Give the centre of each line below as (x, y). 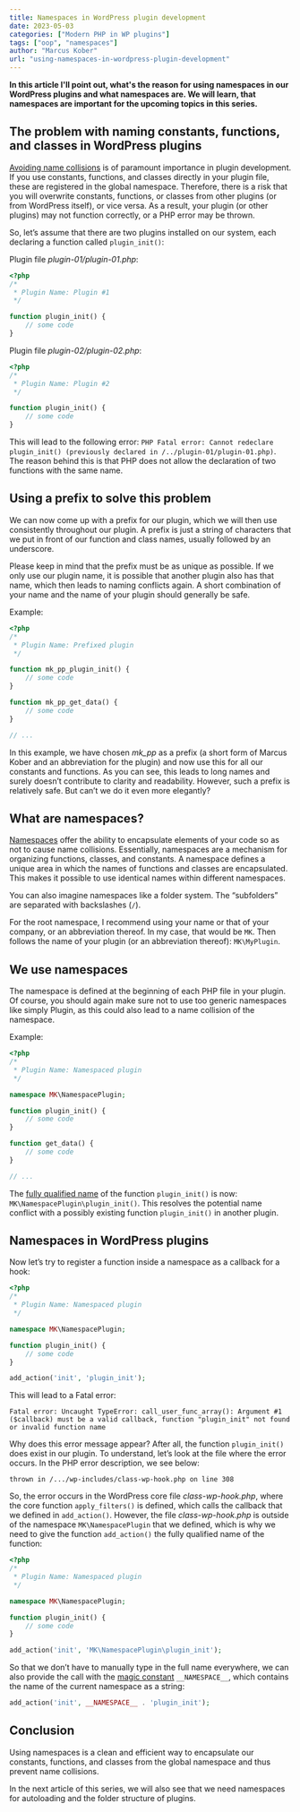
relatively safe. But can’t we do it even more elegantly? (110, 790)
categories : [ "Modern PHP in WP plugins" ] (90, 34)
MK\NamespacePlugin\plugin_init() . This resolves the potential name (136, 1203)
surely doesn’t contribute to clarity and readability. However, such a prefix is (150, 781)
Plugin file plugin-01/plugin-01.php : (74, 259)
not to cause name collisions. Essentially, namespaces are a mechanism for (149, 850)
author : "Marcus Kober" (54, 51)
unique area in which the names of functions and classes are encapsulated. (149, 869)
